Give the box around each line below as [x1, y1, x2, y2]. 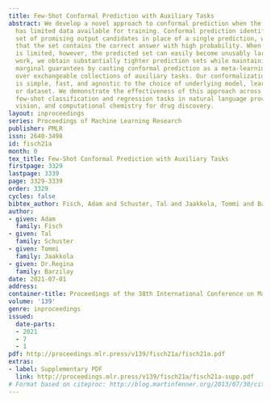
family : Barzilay [15, 268, 74, 276]
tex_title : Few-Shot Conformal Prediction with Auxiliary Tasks [8, 154, 229, 163]
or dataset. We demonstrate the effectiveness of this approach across [15, 87, 262, 95]
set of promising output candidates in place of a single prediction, [15, 34, 258, 43]
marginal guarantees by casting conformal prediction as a [15, 65, 219, 73]
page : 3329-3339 [8, 177, 63, 186]
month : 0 [8, 147, 38, 155]
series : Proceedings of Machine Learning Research [8, 117, 182, 125]
